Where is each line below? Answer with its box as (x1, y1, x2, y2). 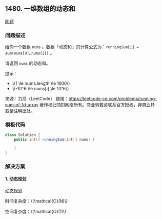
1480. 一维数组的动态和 (5, 4, 76, 13)
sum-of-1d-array (5, 102, 39, 108)
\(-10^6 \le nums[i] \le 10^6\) (12, 86, 69, 92)
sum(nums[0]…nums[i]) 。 (5, 50, 55, 56)
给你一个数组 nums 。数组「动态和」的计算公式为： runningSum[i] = (5, 44, 139, 50)
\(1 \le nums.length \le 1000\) (12, 80, 70, 86)
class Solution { (5, 133, 40, 138)
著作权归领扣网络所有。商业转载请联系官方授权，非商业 (39, 102, 151, 108)
